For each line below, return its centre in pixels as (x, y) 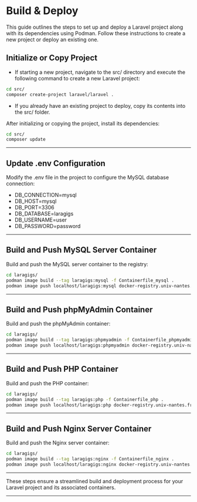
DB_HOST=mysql (35, 201)
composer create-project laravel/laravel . (60, 94)
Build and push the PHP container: (47, 383)
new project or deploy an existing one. (52, 39)
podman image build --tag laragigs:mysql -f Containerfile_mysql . (90, 280)
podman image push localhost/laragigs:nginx (61, 464)
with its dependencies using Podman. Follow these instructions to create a (96, 33)
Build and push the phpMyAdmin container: (58, 324)
